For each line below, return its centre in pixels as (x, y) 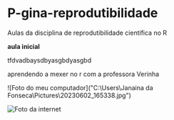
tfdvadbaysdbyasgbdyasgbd (50, 60)
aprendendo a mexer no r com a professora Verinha (83, 74)
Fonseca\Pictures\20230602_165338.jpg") (70, 95)
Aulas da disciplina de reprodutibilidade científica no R (87, 33)
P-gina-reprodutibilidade (83, 13)
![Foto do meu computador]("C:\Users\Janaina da (80, 87)
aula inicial (24, 46)
